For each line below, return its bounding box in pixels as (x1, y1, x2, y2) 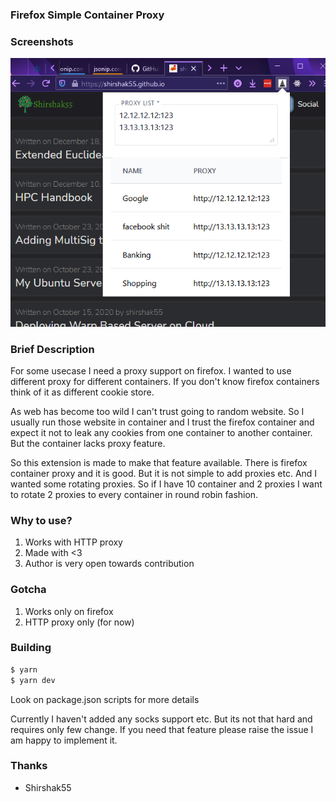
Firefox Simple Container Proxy (10, 8, 165, 22)
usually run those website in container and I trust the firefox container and (10, 416, 315, 428)
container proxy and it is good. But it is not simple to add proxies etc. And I (10, 467, 318, 479)
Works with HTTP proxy (24, 536, 123, 548)
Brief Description (10, 342, 95, 356)
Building (10, 641, 52, 655)
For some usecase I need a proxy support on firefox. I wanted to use (10, 364, 292, 377)
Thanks (10, 759, 48, 773)
